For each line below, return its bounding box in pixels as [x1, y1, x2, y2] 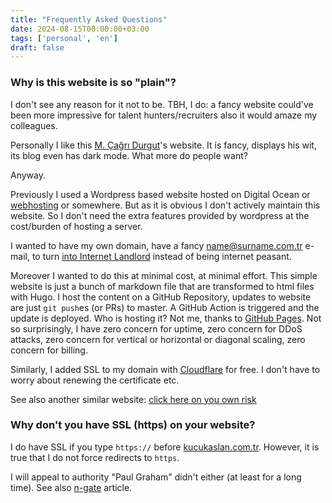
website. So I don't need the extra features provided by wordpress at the [10, 209, 310, 221]
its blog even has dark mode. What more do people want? [10, 149, 248, 161]
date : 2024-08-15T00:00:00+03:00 [10, 24, 150, 34]
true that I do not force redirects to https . [10, 451, 180, 463]
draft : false [10, 42, 65, 53]
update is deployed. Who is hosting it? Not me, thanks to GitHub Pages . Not [10, 312, 322, 324]
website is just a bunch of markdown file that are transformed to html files [10, 280, 315, 292]
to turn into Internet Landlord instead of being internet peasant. [31, 250, 292, 262]
